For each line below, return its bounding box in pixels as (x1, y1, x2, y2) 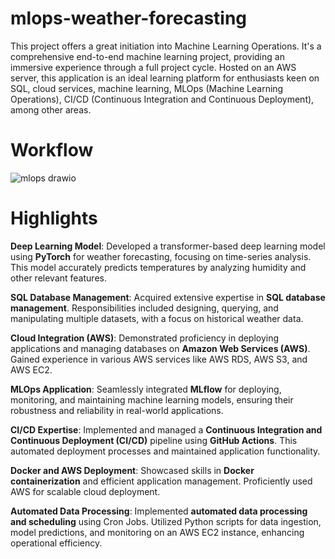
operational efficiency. (10, 537, 103, 549)
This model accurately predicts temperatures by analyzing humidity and (10, 261, 307, 273)
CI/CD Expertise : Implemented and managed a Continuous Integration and (10, 423, 323, 436)
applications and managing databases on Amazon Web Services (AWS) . (10, 342, 311, 354)
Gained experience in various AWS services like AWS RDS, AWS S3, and (10, 353, 308, 365)
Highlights (10, 207, 98, 230)
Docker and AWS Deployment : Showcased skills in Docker (10, 464, 255, 476)
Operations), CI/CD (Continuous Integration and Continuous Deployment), (10, 93, 315, 105)
